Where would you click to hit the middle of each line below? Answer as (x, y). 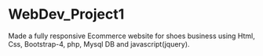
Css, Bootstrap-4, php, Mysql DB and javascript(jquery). (99, 44)
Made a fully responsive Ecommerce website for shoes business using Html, (131, 36)
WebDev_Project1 (66, 14)
